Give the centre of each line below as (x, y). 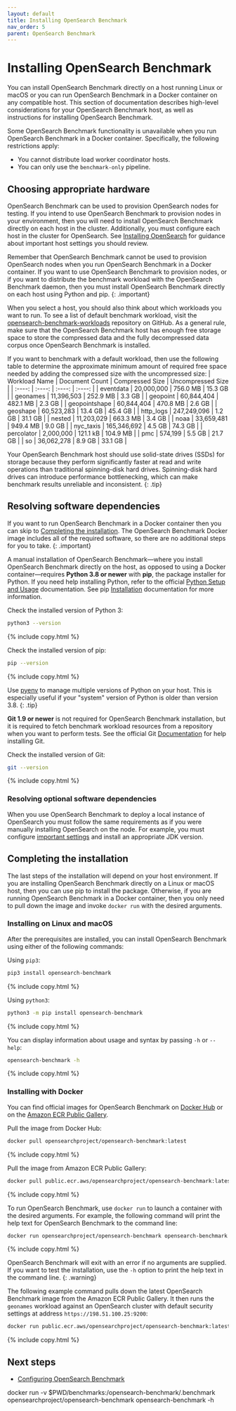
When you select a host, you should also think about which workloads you (114, 308)
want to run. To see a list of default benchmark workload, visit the (102, 315)
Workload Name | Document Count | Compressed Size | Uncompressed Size (118, 381)
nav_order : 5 (26, 27)
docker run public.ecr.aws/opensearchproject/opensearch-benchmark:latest (119, 1327)
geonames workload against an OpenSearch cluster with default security (110, 1306)
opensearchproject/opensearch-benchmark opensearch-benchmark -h (111, 1400)
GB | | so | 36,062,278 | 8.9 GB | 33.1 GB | (67, 441)
